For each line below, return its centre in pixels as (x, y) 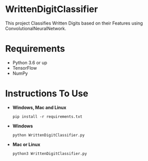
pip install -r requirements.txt (47, 116)
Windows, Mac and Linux (39, 107)
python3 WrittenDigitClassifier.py (50, 153)
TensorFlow (25, 68)
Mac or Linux (26, 144)
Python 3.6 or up (30, 62)
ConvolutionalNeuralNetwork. (36, 28)
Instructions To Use (47, 94)
